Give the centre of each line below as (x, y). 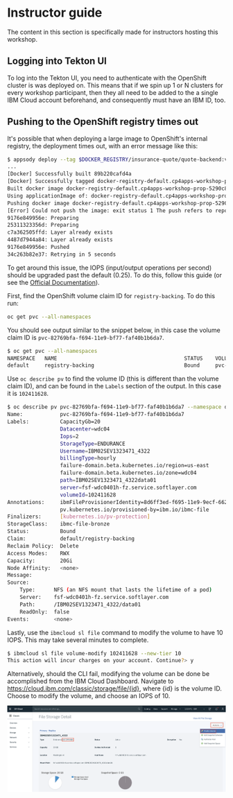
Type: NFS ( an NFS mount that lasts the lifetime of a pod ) (116, 590)
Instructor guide (55, 13)
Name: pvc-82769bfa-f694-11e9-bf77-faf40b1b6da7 (96, 415)
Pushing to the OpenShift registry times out (103, 122)
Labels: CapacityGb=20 (54, 422)
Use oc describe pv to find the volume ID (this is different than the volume (113, 379)
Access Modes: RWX (38, 553)
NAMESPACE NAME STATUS (105, 358)
